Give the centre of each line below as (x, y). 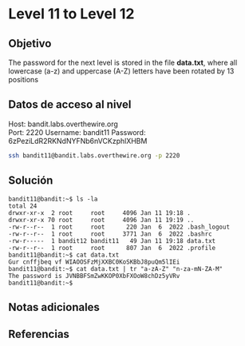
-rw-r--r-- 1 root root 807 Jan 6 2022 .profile (112, 248)
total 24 (23, 206)
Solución (31, 181)
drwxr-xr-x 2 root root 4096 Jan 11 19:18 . (100, 213)
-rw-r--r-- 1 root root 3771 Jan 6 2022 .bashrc (111, 234)
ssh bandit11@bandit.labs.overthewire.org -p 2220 (94, 155)
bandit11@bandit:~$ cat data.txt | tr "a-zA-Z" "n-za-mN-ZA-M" (116, 268)
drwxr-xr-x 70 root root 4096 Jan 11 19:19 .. (101, 220)
